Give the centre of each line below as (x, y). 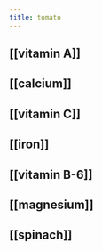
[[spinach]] (41, 235)
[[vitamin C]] (45, 113)
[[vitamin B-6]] (51, 174)
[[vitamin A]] (45, 54)
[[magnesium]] (51, 204)
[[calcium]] (41, 84)
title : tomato (35, 17)
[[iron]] (29, 145)
